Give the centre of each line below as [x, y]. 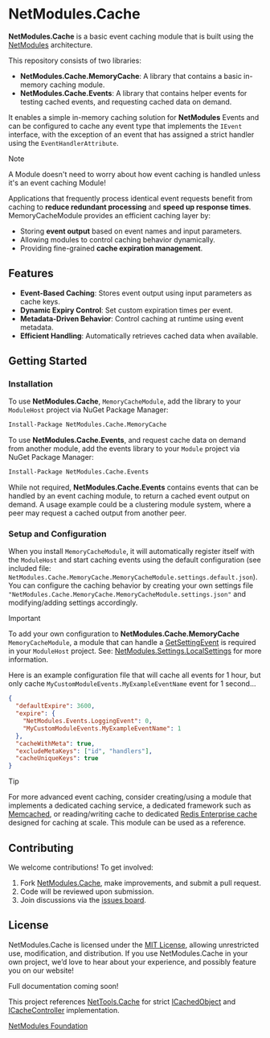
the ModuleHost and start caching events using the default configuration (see [135, 560]
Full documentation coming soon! [63, 986]
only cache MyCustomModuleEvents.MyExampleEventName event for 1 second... [132, 684]
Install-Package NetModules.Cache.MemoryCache [88, 425]
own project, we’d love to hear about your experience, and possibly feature [133, 961]
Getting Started [48, 361]
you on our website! [41, 970]
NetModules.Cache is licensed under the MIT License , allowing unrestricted [134, 945]
